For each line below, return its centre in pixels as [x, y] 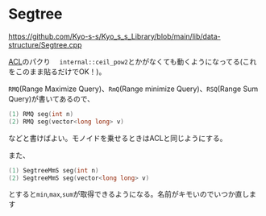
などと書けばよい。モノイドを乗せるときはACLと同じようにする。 [118, 138]
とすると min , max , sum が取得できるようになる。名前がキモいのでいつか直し [129, 194]
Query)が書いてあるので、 [52, 98]
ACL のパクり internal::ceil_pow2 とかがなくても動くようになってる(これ [133, 61]
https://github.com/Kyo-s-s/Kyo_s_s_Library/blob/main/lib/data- [114, 36]
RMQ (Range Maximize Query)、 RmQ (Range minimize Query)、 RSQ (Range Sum [133, 89]
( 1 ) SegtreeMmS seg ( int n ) [54, 170]
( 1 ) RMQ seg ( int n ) [41, 114]
